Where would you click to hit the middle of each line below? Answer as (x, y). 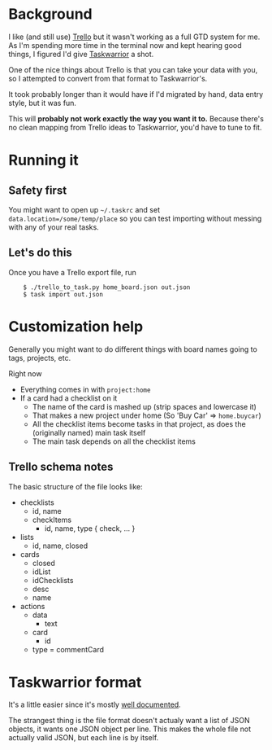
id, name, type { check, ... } (90, 528)
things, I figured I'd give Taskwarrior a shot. (81, 54)
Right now (25, 373)
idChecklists (53, 580)
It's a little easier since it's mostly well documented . (95, 704)
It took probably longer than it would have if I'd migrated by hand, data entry (136, 94)
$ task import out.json (63, 294)
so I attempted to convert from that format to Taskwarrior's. (108, 78)
